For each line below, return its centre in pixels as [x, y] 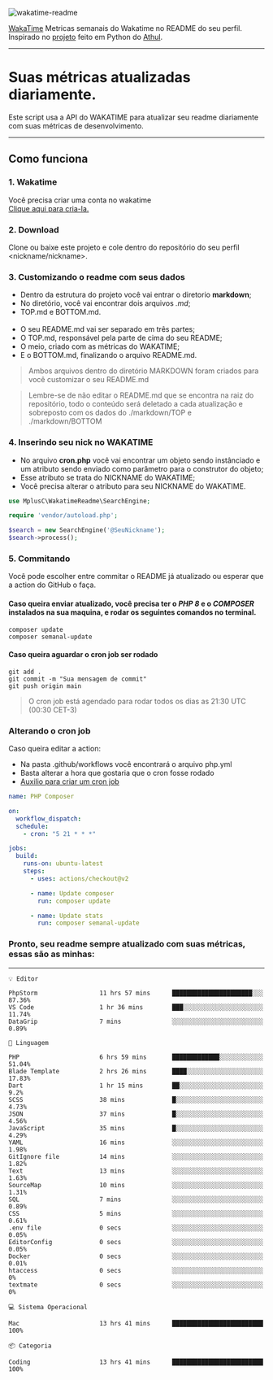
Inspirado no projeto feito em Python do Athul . [86, 37]
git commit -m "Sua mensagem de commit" [78, 679]
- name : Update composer [72, 893]
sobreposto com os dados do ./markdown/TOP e [110, 413]
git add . [25, 672]
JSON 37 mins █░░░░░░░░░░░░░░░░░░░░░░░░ [136, 1114]
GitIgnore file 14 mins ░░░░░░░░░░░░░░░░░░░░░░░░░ [136, 1156]
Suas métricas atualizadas [100, 78]
